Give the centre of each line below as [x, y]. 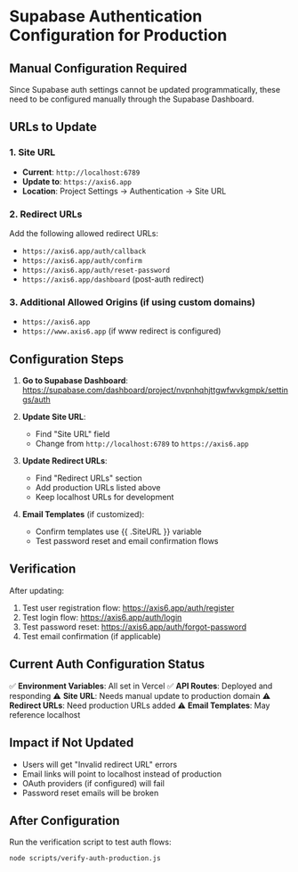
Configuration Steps [67, 359]
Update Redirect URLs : [65, 461]
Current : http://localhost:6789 [81, 172]
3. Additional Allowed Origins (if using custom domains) [133, 302]
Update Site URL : [54, 417]
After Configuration [64, 821]
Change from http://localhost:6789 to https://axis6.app [142, 444]
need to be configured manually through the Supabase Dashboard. [132, 99]
